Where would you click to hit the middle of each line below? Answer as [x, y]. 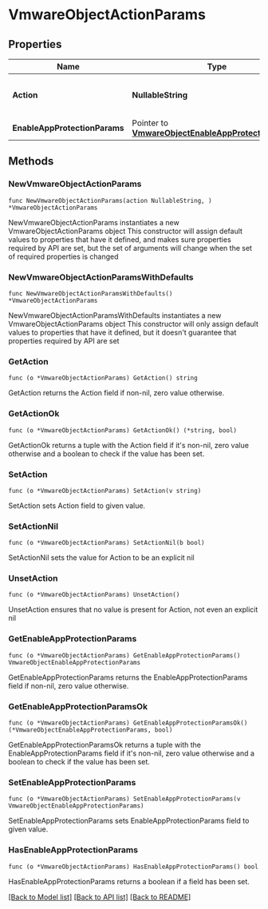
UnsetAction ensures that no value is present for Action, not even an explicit [133, 609]
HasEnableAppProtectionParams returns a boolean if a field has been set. [129, 881]
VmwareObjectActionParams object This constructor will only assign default [134, 324]
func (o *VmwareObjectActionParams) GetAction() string [103, 378]
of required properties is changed [63, 256]
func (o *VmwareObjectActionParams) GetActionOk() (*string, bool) [123, 430]
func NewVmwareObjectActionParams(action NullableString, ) [110, 200]
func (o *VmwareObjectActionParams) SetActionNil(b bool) [106, 543]
